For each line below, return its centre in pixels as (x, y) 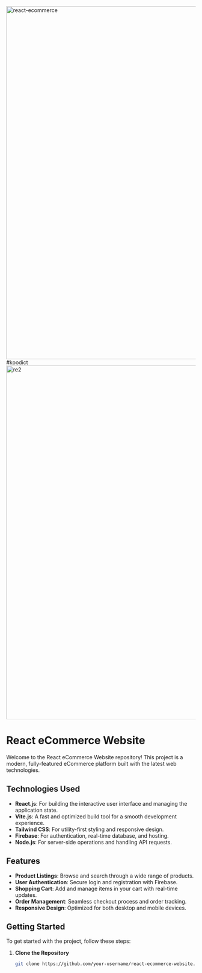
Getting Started (36, 926)
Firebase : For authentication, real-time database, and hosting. (92, 835)
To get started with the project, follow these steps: (69, 941)
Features (23, 861)
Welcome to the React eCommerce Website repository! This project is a (95, 757)
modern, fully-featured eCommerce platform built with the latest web (91, 763)
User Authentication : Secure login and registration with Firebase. (96, 882)
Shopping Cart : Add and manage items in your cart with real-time (96, 888)
